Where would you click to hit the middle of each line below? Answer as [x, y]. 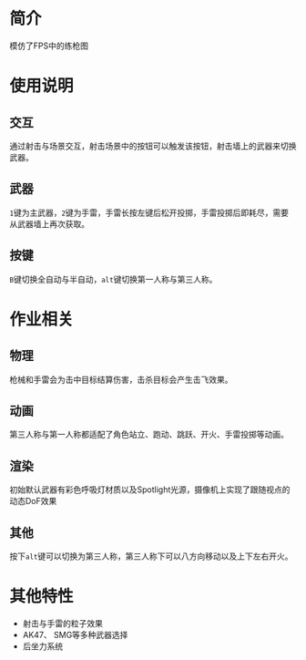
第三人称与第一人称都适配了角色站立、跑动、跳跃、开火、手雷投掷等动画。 [149, 435]
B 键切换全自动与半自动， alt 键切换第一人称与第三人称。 [113, 279]
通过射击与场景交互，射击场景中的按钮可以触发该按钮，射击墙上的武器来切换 [153, 146]
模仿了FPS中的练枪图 [49, 46]
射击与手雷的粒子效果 [62, 623]
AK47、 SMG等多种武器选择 [75, 634]
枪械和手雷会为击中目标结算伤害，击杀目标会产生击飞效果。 [121, 379]
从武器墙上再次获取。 [49, 223]
